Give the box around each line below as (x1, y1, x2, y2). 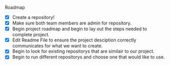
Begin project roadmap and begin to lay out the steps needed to (12, 26, 147, 32)
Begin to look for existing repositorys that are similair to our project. (12, 48, 155, 54)
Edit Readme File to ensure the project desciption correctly (12, 37, 137, 43)
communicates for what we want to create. (12, 43, 103, 49)
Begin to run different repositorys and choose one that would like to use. (12, 54, 165, 60)
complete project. (12, 32, 50, 38)
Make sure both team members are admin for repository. (12, 20, 132, 26)
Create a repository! (12, 14, 55, 20)
